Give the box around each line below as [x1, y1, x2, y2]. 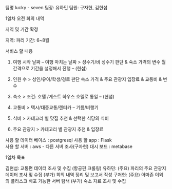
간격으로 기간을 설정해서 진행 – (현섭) [12, 66, 87, 71]
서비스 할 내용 [5, 48, 33, 54]
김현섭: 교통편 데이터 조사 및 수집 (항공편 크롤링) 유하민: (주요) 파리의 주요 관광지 [5, 165, 166, 171]
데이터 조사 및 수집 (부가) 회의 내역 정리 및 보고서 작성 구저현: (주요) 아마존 [5, 172, 154, 178]
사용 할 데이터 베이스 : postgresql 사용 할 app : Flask [5, 137, 112, 143]
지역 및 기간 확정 [5, 26, 39, 32]
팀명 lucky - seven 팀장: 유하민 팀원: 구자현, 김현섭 [5, 5, 108, 10]
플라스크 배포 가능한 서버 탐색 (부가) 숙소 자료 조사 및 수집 [10, 178, 126, 184]
